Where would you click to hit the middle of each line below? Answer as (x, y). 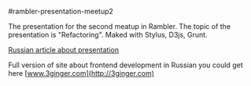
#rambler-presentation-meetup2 (61, 11)
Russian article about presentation (64, 50)
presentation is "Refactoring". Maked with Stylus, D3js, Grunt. (108, 35)
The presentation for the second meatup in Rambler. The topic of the (119, 26)
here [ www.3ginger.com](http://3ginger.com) (81, 73)
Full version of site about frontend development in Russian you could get (125, 65)
